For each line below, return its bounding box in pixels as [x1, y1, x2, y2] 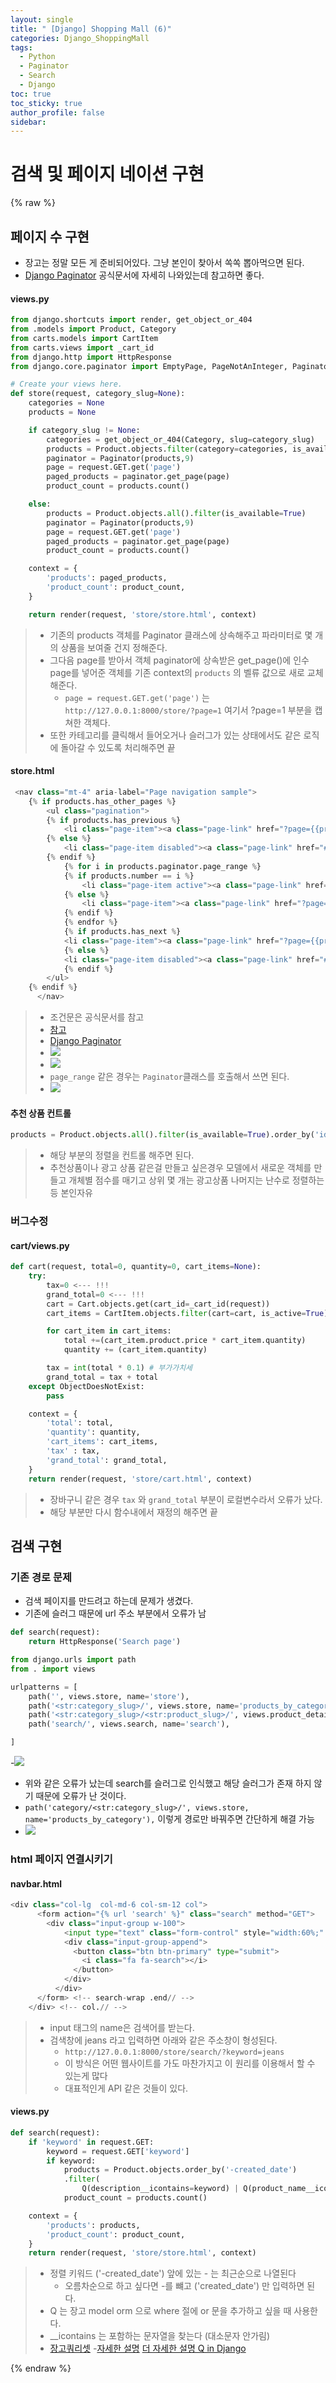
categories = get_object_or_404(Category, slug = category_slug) [46, 434, 315, 445]
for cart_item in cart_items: [46, 1326, 172, 1336]
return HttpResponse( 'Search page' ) [28, 1637, 182, 1647]
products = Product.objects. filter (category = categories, [46, 444, 288, 454]
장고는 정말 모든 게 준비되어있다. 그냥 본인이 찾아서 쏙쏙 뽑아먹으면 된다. [24, 257, 305, 268]
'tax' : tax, [46, 1446, 101, 1456]
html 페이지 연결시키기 [10, 1852, 113, 1866]
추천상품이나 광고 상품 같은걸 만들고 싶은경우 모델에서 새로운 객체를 [49, 1162, 312, 1174]
